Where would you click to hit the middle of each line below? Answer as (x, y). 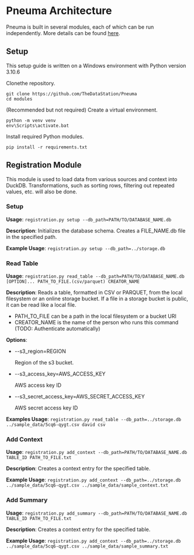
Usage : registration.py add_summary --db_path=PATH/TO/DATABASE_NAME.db (97, 513)
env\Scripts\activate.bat (37, 126)
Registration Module (44, 165)
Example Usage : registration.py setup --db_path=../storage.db (86, 248)
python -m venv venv (31, 120)
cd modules (19, 99)
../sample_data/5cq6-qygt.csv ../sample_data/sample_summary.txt (87, 546)
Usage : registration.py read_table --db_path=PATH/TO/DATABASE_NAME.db (96, 276)
